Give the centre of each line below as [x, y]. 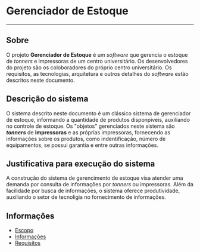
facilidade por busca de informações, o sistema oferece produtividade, [93, 191]
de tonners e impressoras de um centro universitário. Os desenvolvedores [97, 61]
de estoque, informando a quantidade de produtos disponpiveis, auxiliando [98, 119]
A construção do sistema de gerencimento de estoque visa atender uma [95, 178]
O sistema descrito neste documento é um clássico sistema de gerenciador [99, 113]
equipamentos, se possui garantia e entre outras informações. [82, 145]
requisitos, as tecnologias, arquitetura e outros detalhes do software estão [97, 73]
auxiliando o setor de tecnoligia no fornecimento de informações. [86, 197]
